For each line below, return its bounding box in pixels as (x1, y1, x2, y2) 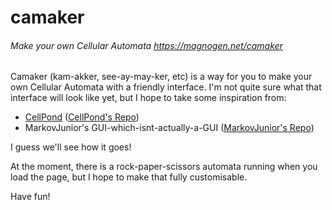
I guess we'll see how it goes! (10, 141, 132, 153)
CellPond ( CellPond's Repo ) (24, 111, 140, 123)
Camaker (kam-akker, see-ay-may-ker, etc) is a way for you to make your (10, 71, 313, 83)
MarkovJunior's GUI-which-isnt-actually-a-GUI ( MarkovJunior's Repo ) (24, 122, 315, 134)
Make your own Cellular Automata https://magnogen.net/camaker (10, 39, 283, 51)
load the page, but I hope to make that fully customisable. (10, 171, 248, 183)
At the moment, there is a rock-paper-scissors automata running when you (10, 161, 318, 173)
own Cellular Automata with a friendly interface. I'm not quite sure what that (10, 81, 322, 93)
